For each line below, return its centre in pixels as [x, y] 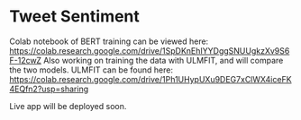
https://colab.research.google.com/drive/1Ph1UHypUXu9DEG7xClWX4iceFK [150, 79]
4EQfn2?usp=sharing [49, 89]
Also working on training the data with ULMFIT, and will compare [164, 60]
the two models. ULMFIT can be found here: [91, 70]
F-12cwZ [26, 60]
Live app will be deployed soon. [68, 106]
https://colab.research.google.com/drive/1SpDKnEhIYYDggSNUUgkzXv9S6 [150, 50]
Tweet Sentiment [74, 17]
